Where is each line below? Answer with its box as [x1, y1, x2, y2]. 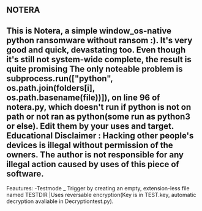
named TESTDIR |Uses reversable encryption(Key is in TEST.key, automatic [6, 191, 196, 199]
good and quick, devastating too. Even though [6, 45, 186, 55]
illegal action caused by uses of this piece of [6, 159, 179, 170]
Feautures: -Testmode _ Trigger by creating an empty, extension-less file [6, 185, 190, 192]
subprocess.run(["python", [6, 73, 113, 84]
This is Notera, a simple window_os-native [6, 26, 171, 36]
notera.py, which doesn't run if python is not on [6, 102, 192, 112]
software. [6, 168, 44, 179]
